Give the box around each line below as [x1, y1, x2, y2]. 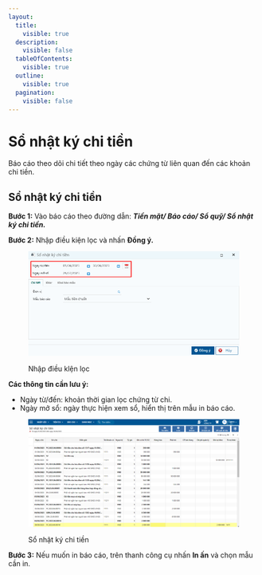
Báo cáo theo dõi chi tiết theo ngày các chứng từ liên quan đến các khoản [8, 159, 251, 168]
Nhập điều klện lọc [28, 364, 90, 373]
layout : [8, 13, 34, 21]
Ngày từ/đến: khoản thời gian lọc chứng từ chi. [19, 395, 173, 404]
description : [15, 38, 59, 46]
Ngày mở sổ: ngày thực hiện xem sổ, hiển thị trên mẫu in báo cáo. [19, 403, 236, 412]
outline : [15, 72, 45, 80]
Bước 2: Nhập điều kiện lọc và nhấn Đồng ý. [8, 235, 154, 245]
